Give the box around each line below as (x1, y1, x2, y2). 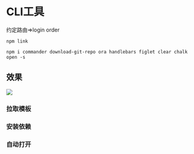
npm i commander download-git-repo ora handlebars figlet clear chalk (6, 49, 188, 55)
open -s (6, 54, 26, 60)
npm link (6, 38, 28, 44)
